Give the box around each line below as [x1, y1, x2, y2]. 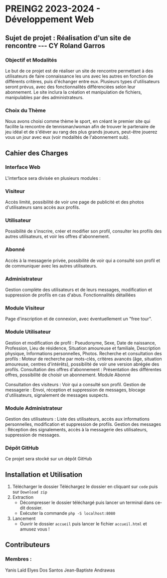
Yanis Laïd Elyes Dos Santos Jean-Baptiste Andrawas [5, 567, 115, 573]
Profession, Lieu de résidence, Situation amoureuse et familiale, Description [5, 345, 161, 351]
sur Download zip [12, 489, 47, 495]
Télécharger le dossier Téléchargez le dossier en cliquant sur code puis [12, 484, 158, 490]
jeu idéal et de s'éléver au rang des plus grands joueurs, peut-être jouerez [5, 129, 158, 135]
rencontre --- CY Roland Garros [5, 41, 106, 50]
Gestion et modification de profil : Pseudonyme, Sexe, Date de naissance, [5, 340, 156, 346]
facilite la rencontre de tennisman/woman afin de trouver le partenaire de [5, 124, 156, 130]
